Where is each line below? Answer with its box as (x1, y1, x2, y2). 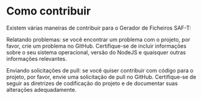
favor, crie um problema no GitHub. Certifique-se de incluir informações (6, 42, 187, 49)
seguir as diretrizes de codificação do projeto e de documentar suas (6, 80, 178, 87)
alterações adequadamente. (6, 86, 77, 93)
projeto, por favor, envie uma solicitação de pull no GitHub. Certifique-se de (6, 73, 197, 80)
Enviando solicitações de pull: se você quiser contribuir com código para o (6, 66, 193, 74)
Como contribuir (6, 4, 91, 18)
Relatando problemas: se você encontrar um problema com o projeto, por (6, 36, 190, 43)
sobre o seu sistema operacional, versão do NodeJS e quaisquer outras (6, 48, 186, 56)
